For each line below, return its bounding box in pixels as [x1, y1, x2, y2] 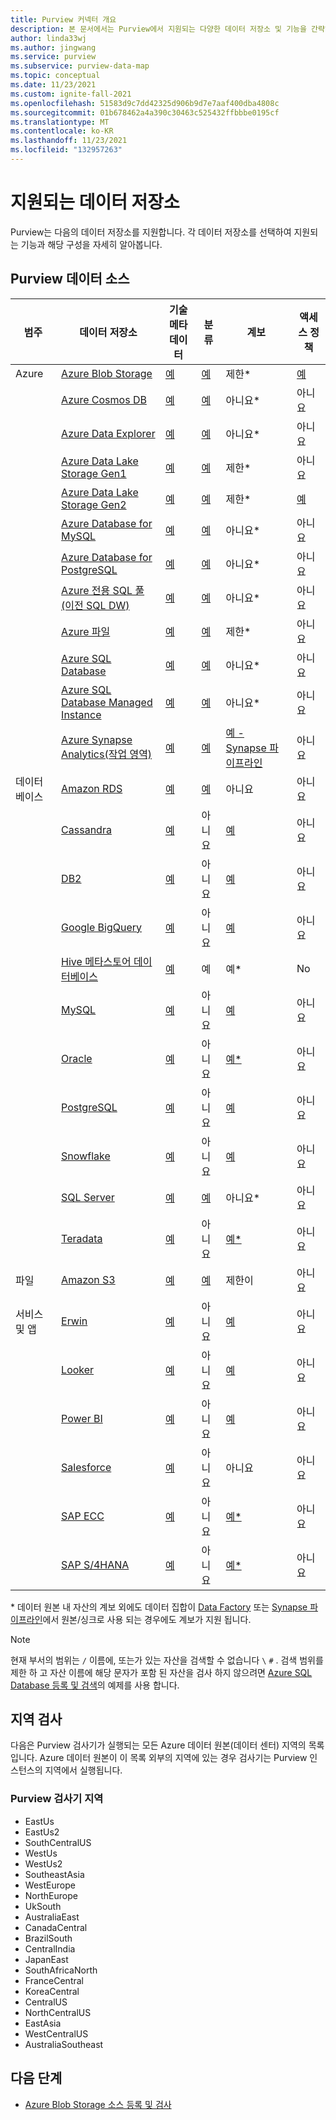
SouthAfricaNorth [24, 1964, 98, 1976]
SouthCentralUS [24, 1836, 92, 1848]
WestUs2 [24, 1857, 63, 1870]
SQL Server [61, 1190, 115, 1204]
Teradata [61, 1231, 103, 1245]
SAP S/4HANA [61, 1557, 130, 1571]
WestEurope [24, 1879, 76, 1891]
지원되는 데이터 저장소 [10, 191, 180, 214]
